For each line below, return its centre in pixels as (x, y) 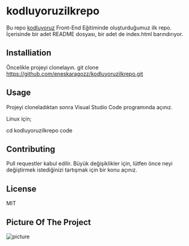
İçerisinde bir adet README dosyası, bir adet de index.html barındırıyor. (95, 34)
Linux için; (19, 119)
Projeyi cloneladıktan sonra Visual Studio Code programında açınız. (89, 107)
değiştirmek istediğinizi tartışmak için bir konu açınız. (72, 170)
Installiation (29, 53)
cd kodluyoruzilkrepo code (39, 130)
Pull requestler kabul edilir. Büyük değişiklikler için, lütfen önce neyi (89, 164)
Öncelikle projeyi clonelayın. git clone (53, 67)
